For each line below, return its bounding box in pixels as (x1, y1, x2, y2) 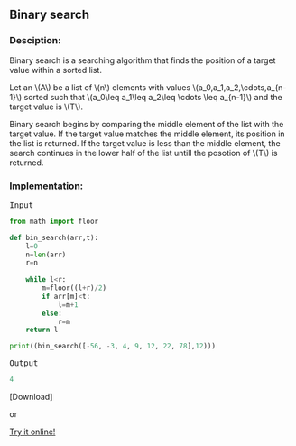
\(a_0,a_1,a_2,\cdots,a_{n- (192, 81, 287, 93)
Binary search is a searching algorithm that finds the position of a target (9, 54, 276, 66)
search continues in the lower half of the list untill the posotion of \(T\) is (9, 147, 278, 158)
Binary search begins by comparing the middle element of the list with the (9, 118, 284, 129)
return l (25, 325, 59, 335)
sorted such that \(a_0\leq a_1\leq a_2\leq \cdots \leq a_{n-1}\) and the (23, 91, 282, 102)
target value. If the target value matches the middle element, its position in (9, 128, 286, 139)
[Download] (9, 392, 53, 403)
